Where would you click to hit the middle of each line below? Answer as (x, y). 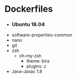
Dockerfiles (29, 9)
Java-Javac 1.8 (27, 72)
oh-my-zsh (30, 56)
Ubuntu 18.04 (28, 25)
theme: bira (38, 61)
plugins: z (36, 66)
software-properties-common (42, 35)
